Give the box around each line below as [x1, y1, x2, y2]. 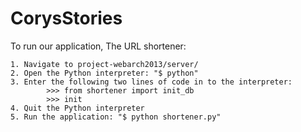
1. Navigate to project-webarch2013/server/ [10, 59, 199, 69]
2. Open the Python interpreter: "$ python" [10, 68, 199, 78]
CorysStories [10, 7, 123, 30]
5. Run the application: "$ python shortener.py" [10, 112, 222, 122]
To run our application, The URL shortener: [10, 40, 187, 52]
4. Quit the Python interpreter [10, 103, 145, 113]
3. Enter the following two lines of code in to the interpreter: [10, 77, 293, 87]
